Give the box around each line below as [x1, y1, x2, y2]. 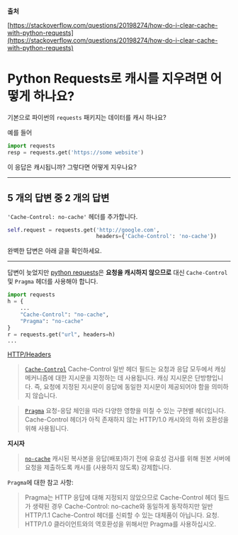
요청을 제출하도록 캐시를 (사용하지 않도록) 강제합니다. [24, 463, 171, 472]
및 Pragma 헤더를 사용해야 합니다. [7, 277, 98, 286]
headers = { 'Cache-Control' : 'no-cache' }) [96, 233, 217, 240]
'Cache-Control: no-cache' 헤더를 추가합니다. [7, 212, 138, 220]
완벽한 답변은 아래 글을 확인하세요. [7, 247, 102, 255]
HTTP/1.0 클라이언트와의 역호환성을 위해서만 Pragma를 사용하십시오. [24, 520, 217, 529]
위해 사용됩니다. [24, 424, 69, 433]
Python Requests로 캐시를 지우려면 [7, 71, 208, 87]
